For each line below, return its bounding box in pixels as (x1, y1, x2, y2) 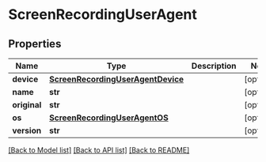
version (12, 125, 42, 136)
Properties (8, 37, 62, 51)
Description (191, 61, 237, 71)
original (12, 100, 42, 110)
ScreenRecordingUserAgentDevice (48, 73, 184, 85)
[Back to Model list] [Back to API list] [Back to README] (8, 145, 190, 155)
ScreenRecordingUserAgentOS (48, 112, 169, 123)
